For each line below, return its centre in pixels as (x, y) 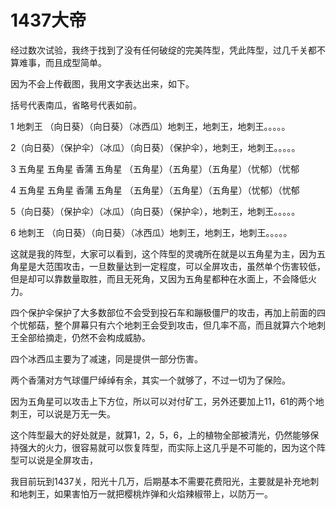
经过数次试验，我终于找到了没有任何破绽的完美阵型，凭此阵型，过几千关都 (163, 50)
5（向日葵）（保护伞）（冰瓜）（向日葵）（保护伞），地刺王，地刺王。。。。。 (155, 211)
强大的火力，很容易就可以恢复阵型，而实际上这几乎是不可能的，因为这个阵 (172, 447)
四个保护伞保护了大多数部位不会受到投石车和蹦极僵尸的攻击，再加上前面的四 (168, 312)
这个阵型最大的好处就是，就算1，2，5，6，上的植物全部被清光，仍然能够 (160, 435)
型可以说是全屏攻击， (54, 460)
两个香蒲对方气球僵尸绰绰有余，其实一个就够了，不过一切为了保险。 (150, 380)
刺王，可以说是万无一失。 (63, 413)
